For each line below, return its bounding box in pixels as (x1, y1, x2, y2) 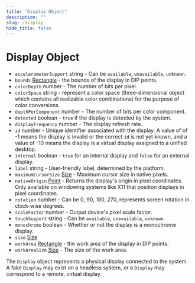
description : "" (6, 14, 46, 20)
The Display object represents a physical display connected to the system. (6, 258, 188, 265)
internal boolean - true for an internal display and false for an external (14, 152, 190, 159)
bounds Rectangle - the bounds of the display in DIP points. (14, 76, 158, 83)
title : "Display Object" (6, 8, 67, 15)
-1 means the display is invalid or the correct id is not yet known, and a (14, 133, 187, 140)
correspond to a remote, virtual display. (6, 271, 102, 278)
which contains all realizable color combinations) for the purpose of (14, 95, 180, 102)
